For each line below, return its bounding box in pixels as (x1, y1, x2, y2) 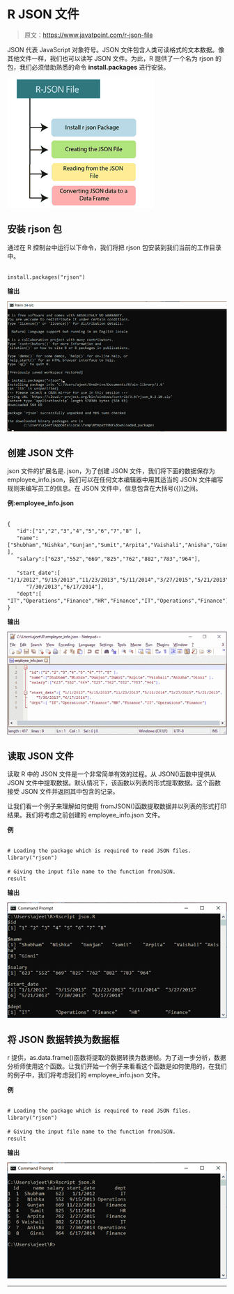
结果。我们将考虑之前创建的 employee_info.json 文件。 (7, 811, 164, 819)
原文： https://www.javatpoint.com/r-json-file (24, 31, 153, 39)
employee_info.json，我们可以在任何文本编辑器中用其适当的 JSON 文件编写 (7, 475, 224, 484)
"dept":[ (16, 590, 42, 597)
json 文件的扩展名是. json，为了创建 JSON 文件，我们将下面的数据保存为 (7, 466, 215, 475)
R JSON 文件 (7, 6, 80, 22)
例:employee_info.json (7, 499, 75, 507)
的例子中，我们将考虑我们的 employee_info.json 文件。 (7, 1071, 164, 1079)
